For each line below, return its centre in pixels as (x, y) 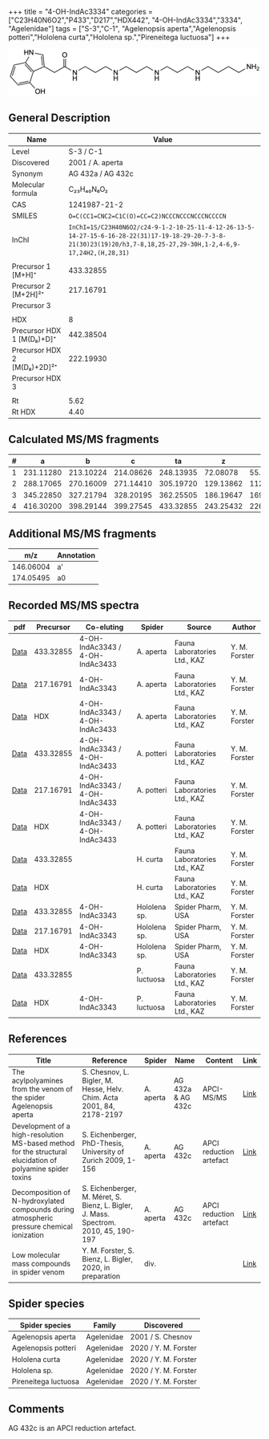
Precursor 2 (31, 286)
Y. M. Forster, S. (108, 1250)
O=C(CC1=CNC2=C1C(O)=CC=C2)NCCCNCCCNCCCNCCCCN (147, 216)
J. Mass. (96, 1213)
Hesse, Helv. (103, 1089)
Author (244, 627)
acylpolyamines (38, 1081)
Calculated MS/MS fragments (84, 439)
